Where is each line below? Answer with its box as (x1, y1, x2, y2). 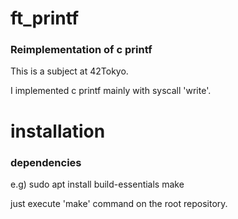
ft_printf (10, 7, 80, 30)
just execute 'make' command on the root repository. (10, 197, 228, 209)
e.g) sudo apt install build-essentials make (10, 178, 185, 190)
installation (10, 120, 106, 142)
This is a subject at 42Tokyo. (10, 65, 129, 77)
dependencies (10, 155, 82, 169)
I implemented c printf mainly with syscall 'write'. (10, 85, 212, 97)
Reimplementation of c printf (10, 43, 153, 57)
